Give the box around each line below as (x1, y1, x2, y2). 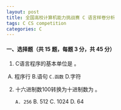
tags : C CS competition (6, 20, 67, 26)
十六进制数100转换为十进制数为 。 (15, 86, 101, 93)
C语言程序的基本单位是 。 (15, 60, 80, 67)
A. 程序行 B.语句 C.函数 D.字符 (7, 73, 81, 80)
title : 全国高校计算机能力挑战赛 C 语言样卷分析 (6, 15, 116, 21)
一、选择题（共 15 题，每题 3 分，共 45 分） (6, 45, 116, 52)
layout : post (6, 9, 40, 15)
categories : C (6, 26, 43, 32)
